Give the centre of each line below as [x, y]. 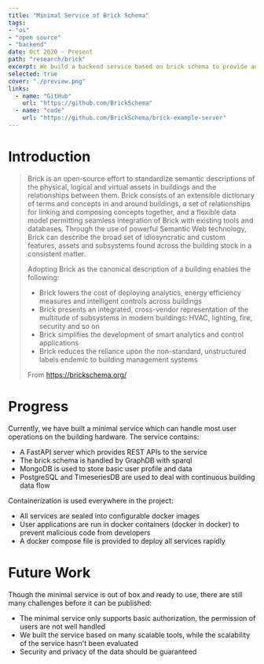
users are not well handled [62, 626]
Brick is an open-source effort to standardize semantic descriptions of [141, 179]
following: [43, 277]
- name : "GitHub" [44, 96]
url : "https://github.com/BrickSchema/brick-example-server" [124, 118]
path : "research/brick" [47, 60]
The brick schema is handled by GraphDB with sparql [106, 460]
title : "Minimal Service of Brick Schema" [79, 15]
